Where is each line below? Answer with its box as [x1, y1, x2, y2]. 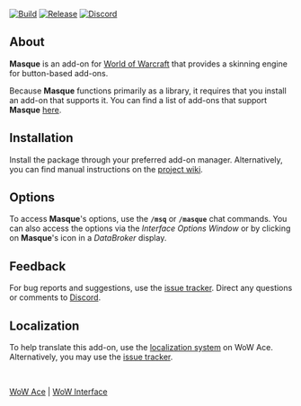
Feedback [9, 259, 66, 274]
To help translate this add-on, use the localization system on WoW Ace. [9, 342, 274, 353]
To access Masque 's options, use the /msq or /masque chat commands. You [9, 214, 288, 225]
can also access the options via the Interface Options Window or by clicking [9, 223, 291, 234]
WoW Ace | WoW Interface [9, 386, 108, 397]
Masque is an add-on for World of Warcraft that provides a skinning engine [9, 58, 288, 69]
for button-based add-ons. [9, 67, 109, 78]
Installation [9, 130, 74, 146]
